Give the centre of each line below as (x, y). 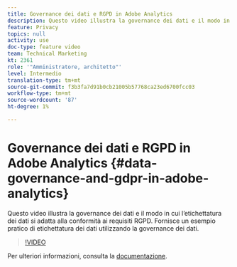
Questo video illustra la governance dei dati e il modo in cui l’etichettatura (115, 213)
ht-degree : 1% (28, 107)
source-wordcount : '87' (43, 100)
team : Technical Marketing (47, 54)
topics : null (27, 34)
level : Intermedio (34, 73)
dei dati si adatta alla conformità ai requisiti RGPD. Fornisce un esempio (112, 221)
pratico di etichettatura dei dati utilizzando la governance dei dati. (103, 228)
